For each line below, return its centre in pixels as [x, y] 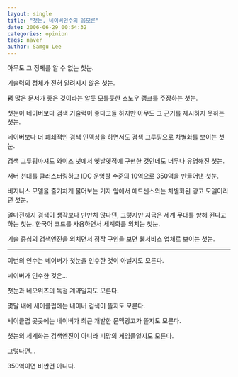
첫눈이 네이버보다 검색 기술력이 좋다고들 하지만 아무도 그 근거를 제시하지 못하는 [116, 113]
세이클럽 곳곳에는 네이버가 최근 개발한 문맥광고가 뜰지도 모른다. [95, 321]
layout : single [30, 14]
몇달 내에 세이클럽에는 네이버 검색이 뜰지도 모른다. [76, 306]
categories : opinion [38, 34]
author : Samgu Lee [34, 47]
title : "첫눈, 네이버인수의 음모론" [53, 21]
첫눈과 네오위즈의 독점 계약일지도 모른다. [63, 291]
